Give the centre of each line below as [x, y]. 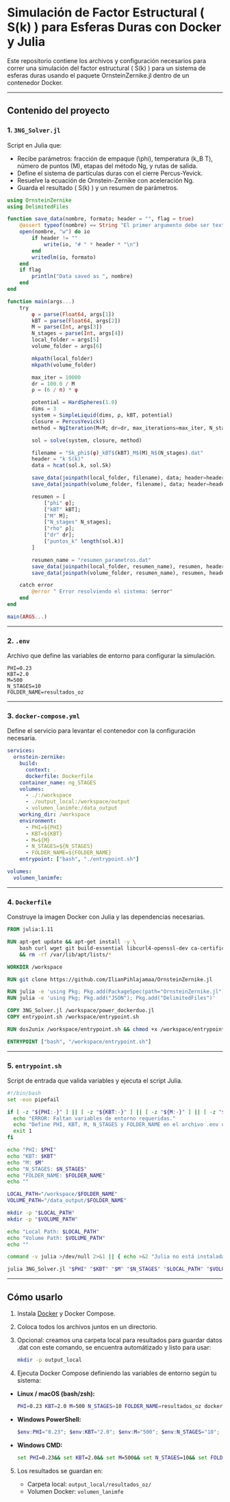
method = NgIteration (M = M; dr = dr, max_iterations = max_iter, [119, 428]
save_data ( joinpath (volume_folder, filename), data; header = [121, 484]
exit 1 [23, 1131]
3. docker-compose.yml [43, 716]
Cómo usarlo [35, 1297]
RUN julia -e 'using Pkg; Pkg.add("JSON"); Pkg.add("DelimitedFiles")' [111, 998]
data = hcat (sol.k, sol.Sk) [72, 466]
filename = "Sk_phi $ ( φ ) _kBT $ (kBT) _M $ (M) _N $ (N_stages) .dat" [118, 453]
